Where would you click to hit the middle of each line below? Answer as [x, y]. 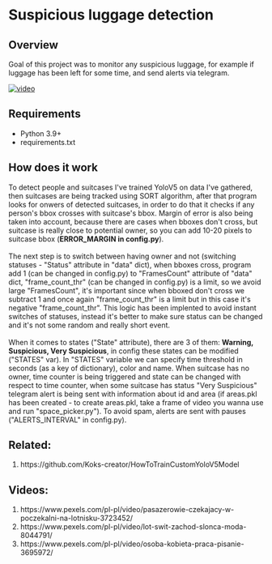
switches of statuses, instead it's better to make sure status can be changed [136, 316]
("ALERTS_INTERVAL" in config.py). [68, 420]
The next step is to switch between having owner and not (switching [122, 256]
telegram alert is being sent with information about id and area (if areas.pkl [133, 394]
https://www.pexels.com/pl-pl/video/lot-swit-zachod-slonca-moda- [133, 527]
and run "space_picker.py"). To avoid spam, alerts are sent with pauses [127, 411]
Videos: [28, 490]
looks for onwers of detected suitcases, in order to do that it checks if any [132, 204]
